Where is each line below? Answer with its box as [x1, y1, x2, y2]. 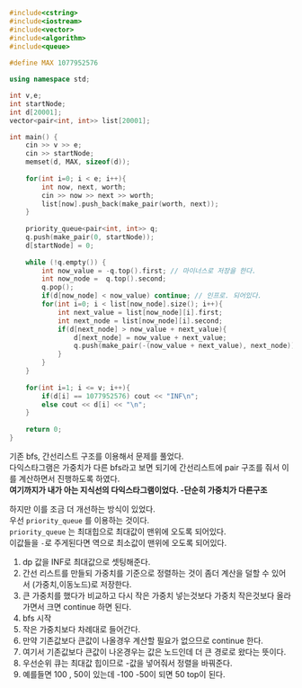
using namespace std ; [9, 75, 91, 85]
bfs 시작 [22, 612, 52, 623]
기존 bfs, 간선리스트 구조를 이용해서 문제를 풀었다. [9, 451, 184, 461]
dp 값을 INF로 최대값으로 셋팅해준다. [22, 556, 151, 567]
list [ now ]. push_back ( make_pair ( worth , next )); [41, 199, 219, 209]
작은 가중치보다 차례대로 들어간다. [22, 623, 141, 634]
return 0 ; [25, 425, 63, 434]
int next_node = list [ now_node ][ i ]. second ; [57, 316, 223, 326]
